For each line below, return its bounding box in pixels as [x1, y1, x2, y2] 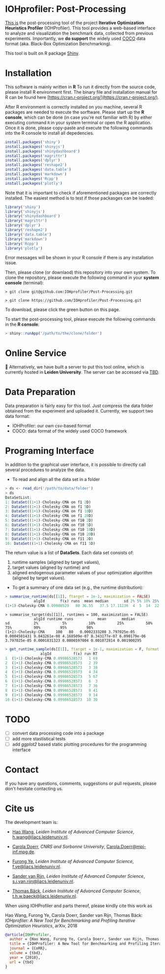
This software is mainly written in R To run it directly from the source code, [5, 84, 156, 90]
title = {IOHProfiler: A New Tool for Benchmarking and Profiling [9, 941, 148, 946]
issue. [5, 260, 17, 266]
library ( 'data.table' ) [5, 232, 52, 237]
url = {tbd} [9, 960, 34, 965]
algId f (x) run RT [40, 651, 98, 656]
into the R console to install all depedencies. [5, 130, 94, 136]
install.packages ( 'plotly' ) [5, 181, 63, 186]
